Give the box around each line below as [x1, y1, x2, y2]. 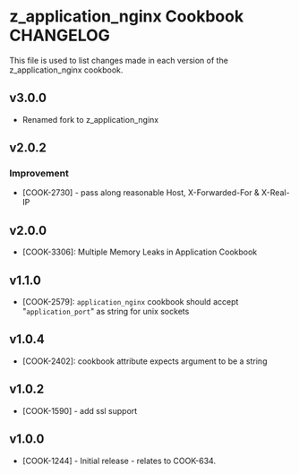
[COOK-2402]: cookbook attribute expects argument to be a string [21, 356, 268, 366]
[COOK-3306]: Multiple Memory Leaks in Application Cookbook [21, 246, 258, 257]
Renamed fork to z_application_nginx [21, 114, 159, 125]
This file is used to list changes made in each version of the [9, 55, 228, 65]
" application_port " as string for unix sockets [21, 306, 190, 317]
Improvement [9, 168, 69, 180]
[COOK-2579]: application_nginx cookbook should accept [21, 297, 239, 307]
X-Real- [261, 187, 290, 198]
